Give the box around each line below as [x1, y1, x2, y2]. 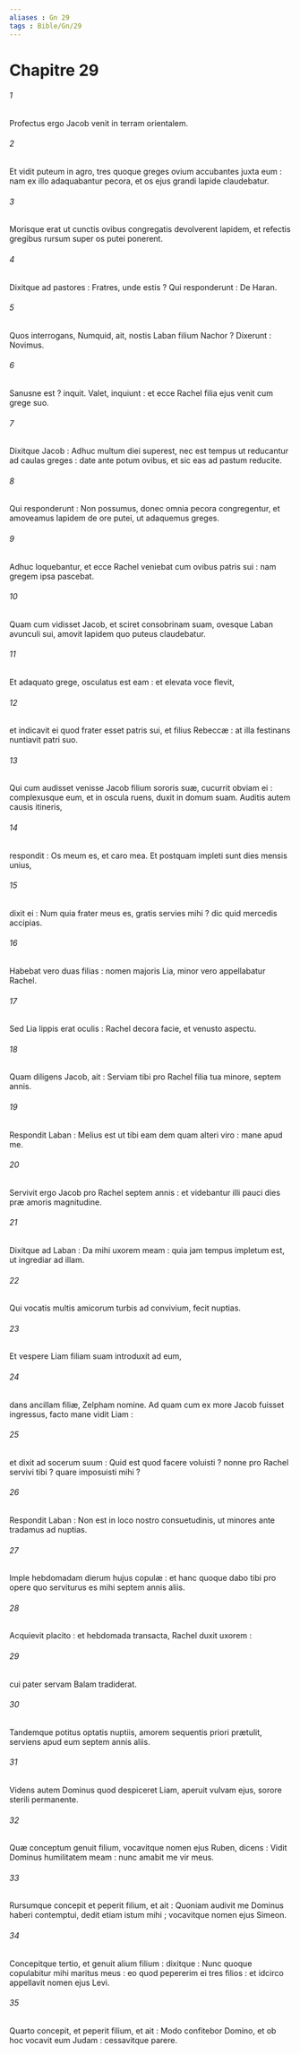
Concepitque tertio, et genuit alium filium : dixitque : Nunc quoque [9, 1958, 253, 1969]
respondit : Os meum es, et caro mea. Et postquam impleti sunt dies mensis [9, 850, 288, 861]
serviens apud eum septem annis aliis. [9, 1736, 150, 1747]
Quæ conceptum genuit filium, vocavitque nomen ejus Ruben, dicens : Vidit [9, 1843, 287, 1853]
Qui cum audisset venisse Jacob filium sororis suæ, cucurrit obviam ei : [9, 783, 273, 794]
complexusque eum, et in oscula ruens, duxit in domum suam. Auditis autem [9, 792, 291, 803]
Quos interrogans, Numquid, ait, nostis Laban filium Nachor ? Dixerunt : [9, 330, 272, 340]
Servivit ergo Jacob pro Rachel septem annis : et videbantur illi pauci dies [9, 1187, 280, 1198]
